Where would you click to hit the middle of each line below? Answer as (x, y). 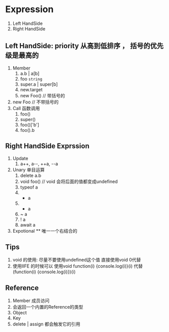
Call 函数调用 (26, 108)
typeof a (29, 187)
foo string (31, 79)
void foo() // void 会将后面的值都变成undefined (69, 181)
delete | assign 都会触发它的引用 (46, 324)
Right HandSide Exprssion (47, 146)
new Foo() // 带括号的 (42, 95)
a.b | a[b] (30, 73)
